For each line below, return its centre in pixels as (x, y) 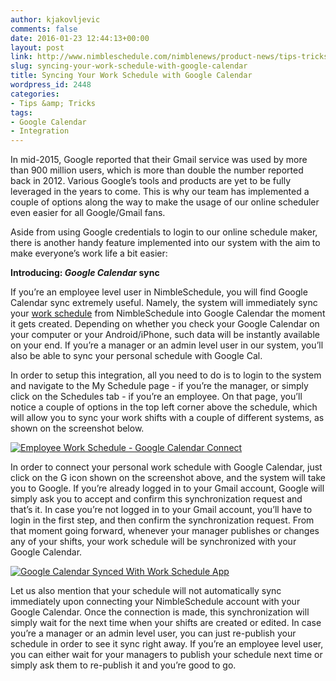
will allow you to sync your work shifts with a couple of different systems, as (167, 418)
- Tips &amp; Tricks (53, 103)
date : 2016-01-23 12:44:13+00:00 (80, 38)
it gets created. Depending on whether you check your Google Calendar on (165, 324)
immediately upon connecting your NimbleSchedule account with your (155, 602)
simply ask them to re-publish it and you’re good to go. (123, 665)
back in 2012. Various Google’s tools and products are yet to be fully (151, 181)
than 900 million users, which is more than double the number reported (157, 170)
